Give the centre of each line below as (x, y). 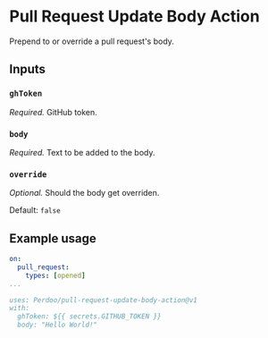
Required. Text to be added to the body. (82, 152)
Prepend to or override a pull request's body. (92, 41)
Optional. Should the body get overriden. (84, 193)
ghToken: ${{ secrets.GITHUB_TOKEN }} (90, 317)
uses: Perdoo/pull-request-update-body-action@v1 (104, 300)
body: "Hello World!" (58, 325)
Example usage (53, 238)
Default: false (35, 210)
